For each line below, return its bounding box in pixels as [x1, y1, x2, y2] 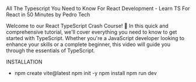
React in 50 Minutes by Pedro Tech [6, 11, 90, 18]
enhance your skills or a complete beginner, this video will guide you [6, 41, 171, 48]
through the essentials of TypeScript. [6, 47, 95, 54]
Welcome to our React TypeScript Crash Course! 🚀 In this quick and [6, 23, 169, 29]
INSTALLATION [6, 58, 43, 65]
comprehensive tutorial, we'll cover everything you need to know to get [6, 28, 177, 35]
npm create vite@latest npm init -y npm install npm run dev [14, 70, 157, 76]
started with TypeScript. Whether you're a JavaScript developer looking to [6, 35, 185, 41]
